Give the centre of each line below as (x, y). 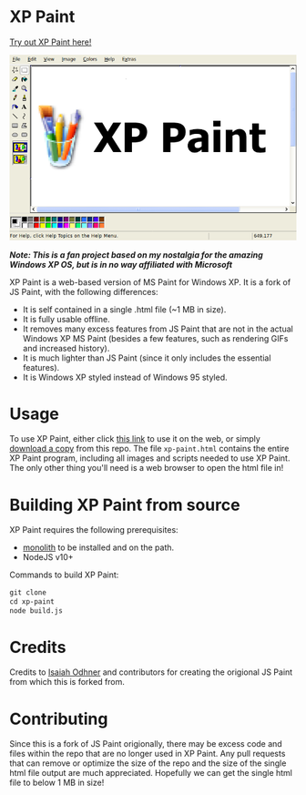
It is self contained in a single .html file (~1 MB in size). (124, 309)
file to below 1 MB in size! (57, 783)
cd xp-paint (32, 602)
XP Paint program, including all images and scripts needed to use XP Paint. (150, 458)
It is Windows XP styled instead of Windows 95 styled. (125, 377)
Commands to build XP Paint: (64, 575)
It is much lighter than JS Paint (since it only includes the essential (147, 358)
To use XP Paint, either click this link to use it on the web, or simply (135, 439)
